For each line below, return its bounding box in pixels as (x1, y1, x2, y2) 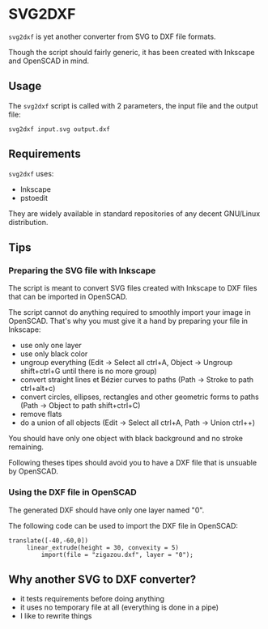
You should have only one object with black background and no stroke (8, 434, 243, 444)
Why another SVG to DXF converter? (8, 572, 197, 586)
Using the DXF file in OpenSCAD (8, 487, 138, 498)
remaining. (8, 442, 45, 452)
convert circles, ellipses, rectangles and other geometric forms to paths (19, 392, 259, 402)
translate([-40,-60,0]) (8, 536, 89, 545)
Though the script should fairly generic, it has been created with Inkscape (8, 47, 255, 57)
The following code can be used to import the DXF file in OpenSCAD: (8, 521, 239, 530)
